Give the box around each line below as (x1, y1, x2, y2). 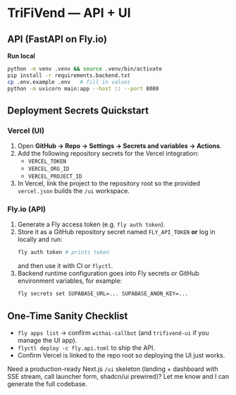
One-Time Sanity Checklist (7, 310, 128, 322)
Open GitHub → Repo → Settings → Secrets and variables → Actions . (17, 142, 222, 150)
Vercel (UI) (7, 126, 44, 135)
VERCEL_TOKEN (27, 158, 67, 165)
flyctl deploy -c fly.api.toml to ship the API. (17, 344, 156, 352)
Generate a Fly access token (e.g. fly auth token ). (17, 220, 166, 229)
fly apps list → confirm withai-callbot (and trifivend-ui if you (17, 329, 209, 337)
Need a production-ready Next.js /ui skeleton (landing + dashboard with (7, 365, 218, 373)
